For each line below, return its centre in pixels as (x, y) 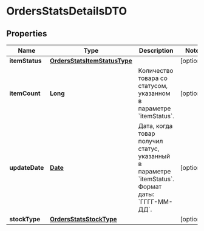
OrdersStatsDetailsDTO (67, 11)
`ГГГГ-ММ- (155, 202)
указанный (154, 156)
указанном (154, 93)
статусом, (153, 86)
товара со (153, 78)
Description (156, 51)
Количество (156, 71)
